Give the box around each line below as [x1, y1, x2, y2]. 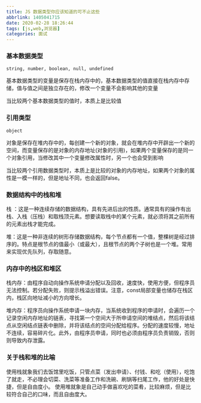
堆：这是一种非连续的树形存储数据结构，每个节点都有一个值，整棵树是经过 [6, 233, 190, 240]
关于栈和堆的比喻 [6, 353, 56, 362]
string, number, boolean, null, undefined [6, 66, 114, 72]
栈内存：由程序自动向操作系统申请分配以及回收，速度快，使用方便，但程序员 [6, 279, 195, 286]
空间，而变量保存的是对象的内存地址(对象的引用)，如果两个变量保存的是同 [6, 146, 188, 153]
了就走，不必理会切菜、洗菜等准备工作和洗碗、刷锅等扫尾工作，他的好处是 [6, 375, 190, 383]
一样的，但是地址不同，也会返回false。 [26, 174, 123, 181]
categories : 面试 [6, 31, 48, 37]
